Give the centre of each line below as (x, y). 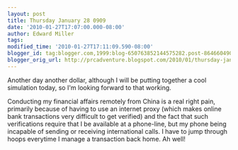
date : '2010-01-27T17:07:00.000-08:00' (66, 27)
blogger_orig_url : (34, 60)
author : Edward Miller (41, 34)
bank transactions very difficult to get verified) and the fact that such (108, 116)
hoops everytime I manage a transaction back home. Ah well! (97, 139)
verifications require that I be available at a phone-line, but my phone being (117, 124)
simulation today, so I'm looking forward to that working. (89, 87)
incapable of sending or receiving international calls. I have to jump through (118, 131)
